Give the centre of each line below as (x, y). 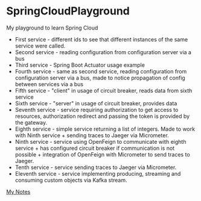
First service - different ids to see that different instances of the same (101, 39)
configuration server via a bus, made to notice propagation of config (100, 78)
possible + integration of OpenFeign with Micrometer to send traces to (102, 154)
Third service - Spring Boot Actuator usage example (80, 65)
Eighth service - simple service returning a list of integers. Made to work (105, 129)
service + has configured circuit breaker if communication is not (95, 148)
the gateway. (31, 122)
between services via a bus (49, 84)
